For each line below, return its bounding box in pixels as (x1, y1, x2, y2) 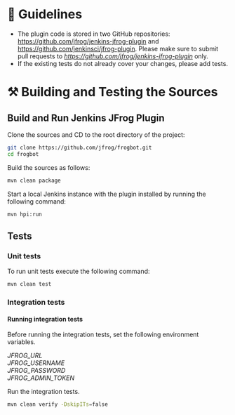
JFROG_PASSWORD (7, 367, 66, 375)
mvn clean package (7, 177, 61, 184)
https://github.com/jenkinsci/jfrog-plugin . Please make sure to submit (17, 44, 219, 53)
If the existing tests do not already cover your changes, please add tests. (17, 59, 228, 67)
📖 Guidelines (7, 6, 83, 22)
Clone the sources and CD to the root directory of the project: (7, 130, 185, 139)
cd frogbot (7, 150, 39, 157)
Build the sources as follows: (7, 163, 90, 171)
